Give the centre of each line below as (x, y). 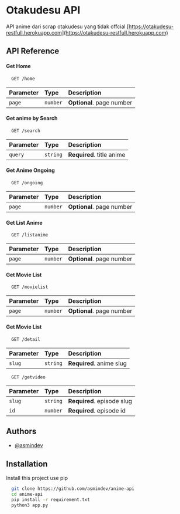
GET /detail (26, 339)
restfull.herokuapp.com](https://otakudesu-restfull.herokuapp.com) (87, 32)
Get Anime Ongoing (30, 170)
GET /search (26, 131)
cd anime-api (27, 494)
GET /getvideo (28, 377)
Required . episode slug (100, 401)
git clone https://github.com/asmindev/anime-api (73, 489)
